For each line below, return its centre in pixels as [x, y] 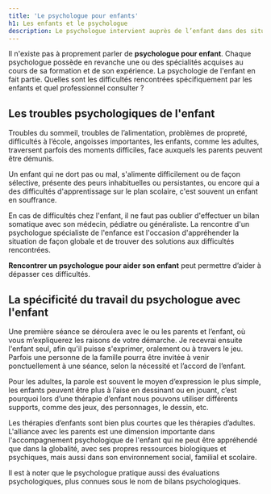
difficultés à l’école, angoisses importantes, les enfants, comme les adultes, [134, 141]
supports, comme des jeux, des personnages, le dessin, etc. [108, 407]
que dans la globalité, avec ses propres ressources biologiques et [118, 448]
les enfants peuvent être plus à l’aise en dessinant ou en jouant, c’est [123, 390]
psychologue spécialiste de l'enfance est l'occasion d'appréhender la [124, 233]
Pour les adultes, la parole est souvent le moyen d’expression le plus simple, [135, 381]
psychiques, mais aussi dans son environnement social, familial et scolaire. [133, 457]
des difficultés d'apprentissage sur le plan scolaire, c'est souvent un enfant [133, 191]
